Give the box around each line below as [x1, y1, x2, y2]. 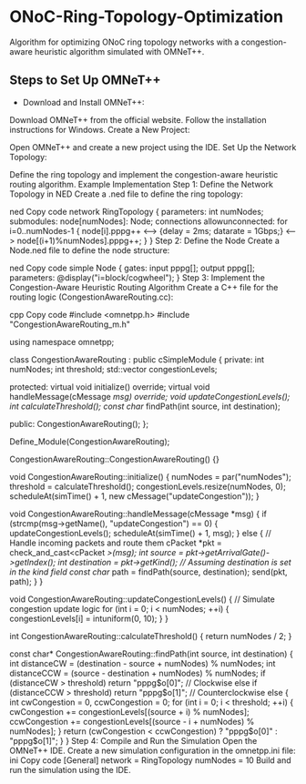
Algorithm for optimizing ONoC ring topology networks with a [9, 36, 240, 47]
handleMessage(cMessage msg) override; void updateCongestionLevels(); [9, 391, 291, 402]
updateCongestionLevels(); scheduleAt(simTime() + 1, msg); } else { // [9, 527, 271, 538]
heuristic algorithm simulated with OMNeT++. [35, 46, 205, 56]
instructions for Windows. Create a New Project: [9, 124, 190, 135]
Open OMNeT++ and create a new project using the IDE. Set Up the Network [9, 141, 297, 152]
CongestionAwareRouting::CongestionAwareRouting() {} [9, 453, 220, 464]
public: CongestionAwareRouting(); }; [9, 418, 148, 429]
